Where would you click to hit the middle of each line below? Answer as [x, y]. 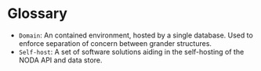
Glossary [38, 14]
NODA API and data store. [60, 60]
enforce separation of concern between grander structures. [115, 43]
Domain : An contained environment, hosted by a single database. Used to [136, 35]
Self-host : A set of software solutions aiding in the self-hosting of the [131, 51]
